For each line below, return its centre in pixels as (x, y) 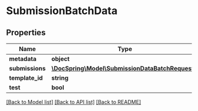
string (60, 78)
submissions (27, 68)
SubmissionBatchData (62, 11)
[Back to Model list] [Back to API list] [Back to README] (74, 102)
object (60, 59)
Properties (26, 33)
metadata (23, 59)
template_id (26, 78)
